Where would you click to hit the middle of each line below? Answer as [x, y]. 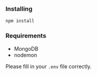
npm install [20, 21]
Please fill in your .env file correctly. [49, 66]
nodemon [25, 55]
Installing [19, 9]
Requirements [26, 36]
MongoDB [26, 48]
